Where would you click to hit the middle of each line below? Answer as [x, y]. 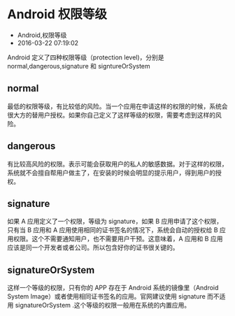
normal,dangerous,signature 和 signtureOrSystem [79, 66]
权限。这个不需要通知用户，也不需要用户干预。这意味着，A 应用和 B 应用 [118, 239]
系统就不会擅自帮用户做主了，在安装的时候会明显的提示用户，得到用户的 [111, 173]
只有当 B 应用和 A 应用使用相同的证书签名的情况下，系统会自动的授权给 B [113, 230]
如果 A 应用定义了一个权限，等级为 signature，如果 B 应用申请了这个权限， [115, 222]
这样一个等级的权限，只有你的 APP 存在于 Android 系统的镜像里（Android [113, 288]
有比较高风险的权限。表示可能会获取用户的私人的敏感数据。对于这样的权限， [117, 164]
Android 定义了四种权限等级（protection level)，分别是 [86, 57]
